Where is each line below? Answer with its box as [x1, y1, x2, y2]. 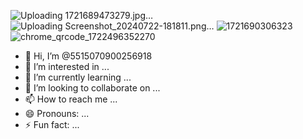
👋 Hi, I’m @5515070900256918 [24, 50, 153, 62]
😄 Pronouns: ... [24, 108, 90, 119]
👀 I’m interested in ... [24, 61, 110, 72]
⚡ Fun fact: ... [24, 119, 80, 130]
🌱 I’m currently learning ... [24, 71, 132, 83]
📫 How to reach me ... [24, 93, 118, 105]
